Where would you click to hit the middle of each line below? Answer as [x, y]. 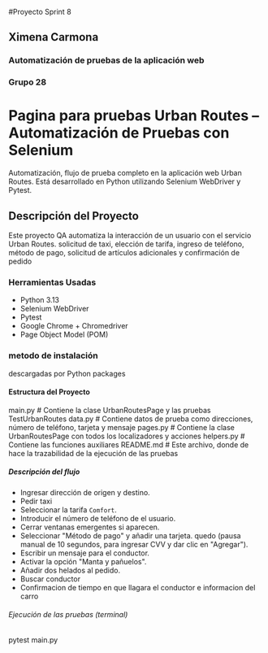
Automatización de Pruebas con [119, 133]
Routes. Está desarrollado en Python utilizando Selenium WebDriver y [125, 181]
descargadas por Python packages [67, 373]
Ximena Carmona [54, 37]
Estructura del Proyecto [50, 392]
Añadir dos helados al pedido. [70, 570]
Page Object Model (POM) [64, 335]
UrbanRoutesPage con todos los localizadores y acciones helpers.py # [127, 436]
